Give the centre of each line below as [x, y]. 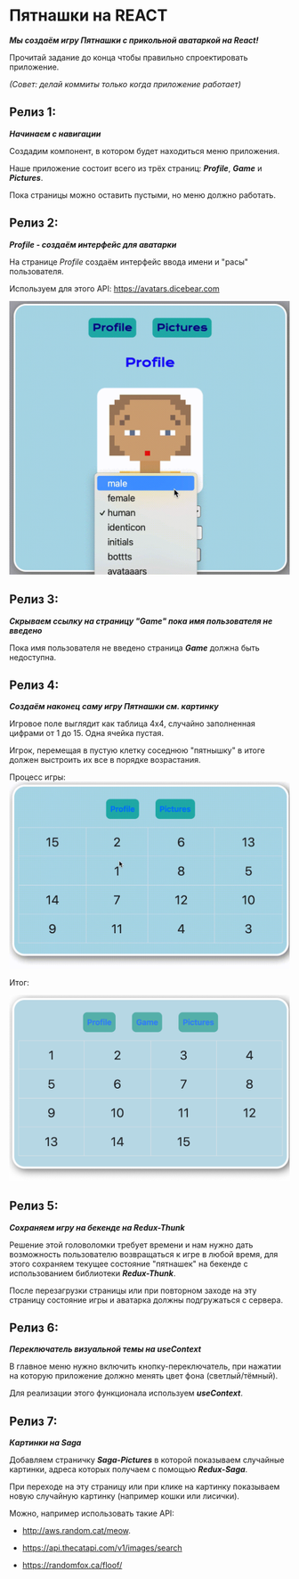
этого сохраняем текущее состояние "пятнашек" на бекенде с [129, 1264]
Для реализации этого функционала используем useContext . [126, 1393]
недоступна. [33, 657]
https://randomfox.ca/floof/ [72, 1566]
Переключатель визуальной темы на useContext [105, 1349]
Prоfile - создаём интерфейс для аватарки [93, 244]
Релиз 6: [34, 1327]
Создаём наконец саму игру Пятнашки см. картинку [114, 707]
